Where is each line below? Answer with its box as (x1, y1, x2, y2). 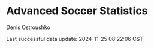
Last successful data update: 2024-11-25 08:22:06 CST (6, 35, 144, 42)
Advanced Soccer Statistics (6, 4, 148, 18)
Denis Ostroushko (6, 24, 51, 31)
